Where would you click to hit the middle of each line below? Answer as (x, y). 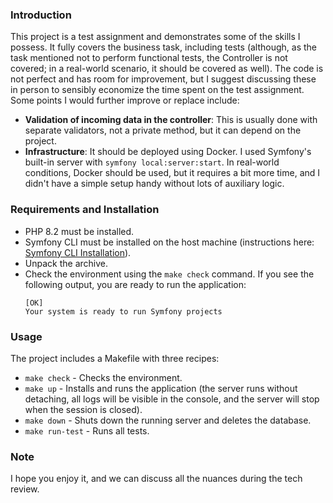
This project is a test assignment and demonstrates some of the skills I (155, 37)
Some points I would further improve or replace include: (125, 100)
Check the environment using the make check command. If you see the (169, 274)
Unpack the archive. (66, 263)
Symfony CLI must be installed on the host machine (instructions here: (169, 242)
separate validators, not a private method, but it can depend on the (163, 130)
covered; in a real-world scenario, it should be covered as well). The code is (167, 69)
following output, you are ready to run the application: (135, 284)
